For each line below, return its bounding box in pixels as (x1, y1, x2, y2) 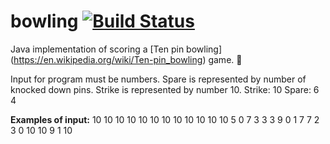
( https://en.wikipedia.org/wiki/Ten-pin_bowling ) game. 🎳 (10, 53, 243, 65)
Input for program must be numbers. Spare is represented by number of (10, 73, 307, 85)
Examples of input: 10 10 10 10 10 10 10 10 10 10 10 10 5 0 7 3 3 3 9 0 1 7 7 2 (10, 113, 320, 125)
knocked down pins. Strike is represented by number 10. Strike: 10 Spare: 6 (10, 83, 320, 95)
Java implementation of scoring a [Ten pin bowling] (10, 43, 223, 55)
